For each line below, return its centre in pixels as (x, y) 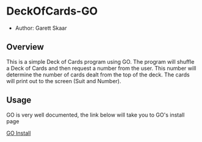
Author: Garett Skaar (41, 28)
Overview (25, 47)
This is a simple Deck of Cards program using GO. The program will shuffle (100, 61)
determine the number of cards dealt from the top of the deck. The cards (98, 75)
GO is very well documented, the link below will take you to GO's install (96, 115)
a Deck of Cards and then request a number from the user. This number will (101, 68)
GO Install (19, 133)
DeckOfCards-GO (52, 11)
